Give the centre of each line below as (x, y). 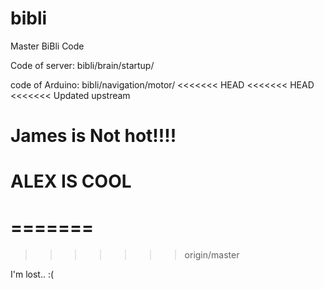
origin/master (212, 255)
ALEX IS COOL (71, 181)
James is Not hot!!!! (93, 136)
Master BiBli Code (47, 46)
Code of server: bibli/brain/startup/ (82, 65)
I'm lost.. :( (32, 274)
